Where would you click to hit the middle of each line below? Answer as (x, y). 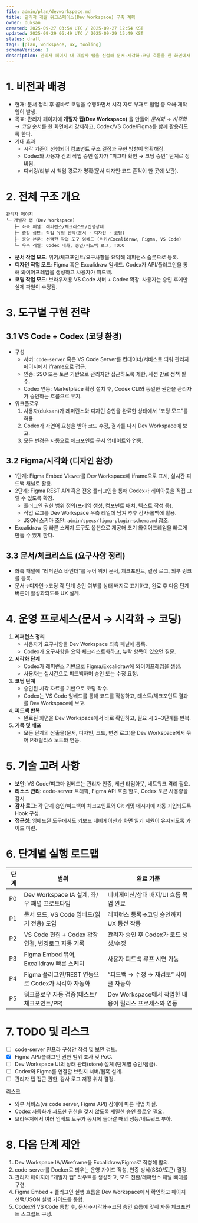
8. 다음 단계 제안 (43, 1145)
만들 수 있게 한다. (34, 535)
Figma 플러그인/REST (52, 974)
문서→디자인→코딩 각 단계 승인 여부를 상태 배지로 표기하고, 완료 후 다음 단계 (102, 586)
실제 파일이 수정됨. (36, 287)
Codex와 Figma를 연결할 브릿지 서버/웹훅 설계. (68, 1072)
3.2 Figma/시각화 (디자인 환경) (60, 461)
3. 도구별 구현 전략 (48, 312)
